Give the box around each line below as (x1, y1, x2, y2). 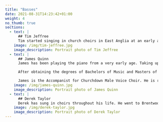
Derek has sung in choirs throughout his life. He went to (17, 101, 140, 106)
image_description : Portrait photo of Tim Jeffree (14, 47, 118, 52)
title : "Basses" (5, 7, 38, 12)
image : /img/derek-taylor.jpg (14, 105, 75, 110)
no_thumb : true (5, 20, 36, 26)
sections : (5, 25, 25, 30)
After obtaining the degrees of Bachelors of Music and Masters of (17, 69, 158, 75)
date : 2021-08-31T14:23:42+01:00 (5, 12, 73, 16)
